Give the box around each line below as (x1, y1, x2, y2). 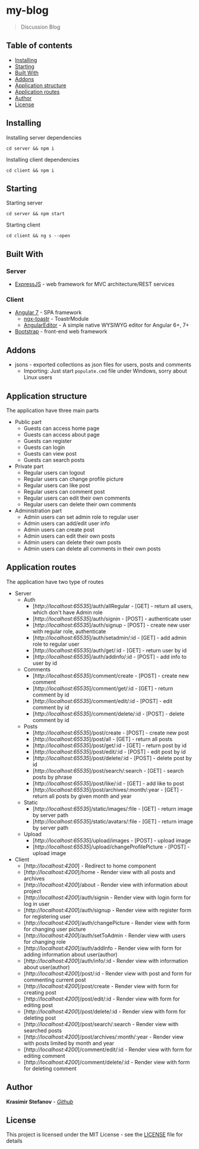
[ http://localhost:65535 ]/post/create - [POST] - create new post (32, 729, 189, 736)
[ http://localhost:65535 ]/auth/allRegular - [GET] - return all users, (32, 602, 193, 609)
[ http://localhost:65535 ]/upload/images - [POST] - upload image (32, 837, 191, 844)
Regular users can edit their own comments (23, 494, 131, 501)
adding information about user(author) (23, 950, 118, 958)
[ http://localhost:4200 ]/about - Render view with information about (23, 881, 188, 888)
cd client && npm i (6, 168, 55, 174)
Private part (14, 463, 44, 470)
